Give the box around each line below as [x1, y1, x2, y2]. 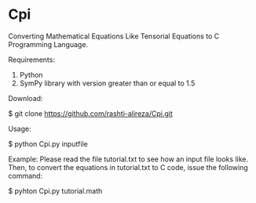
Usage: [8, 124, 31, 133]
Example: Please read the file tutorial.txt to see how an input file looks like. [8, 154, 249, 164]
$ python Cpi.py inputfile [8, 139, 88, 148]
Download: [8, 93, 43, 103]
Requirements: [8, 55, 55, 64]
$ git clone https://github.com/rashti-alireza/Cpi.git [8, 108, 173, 118]
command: [8, 171, 43, 180]
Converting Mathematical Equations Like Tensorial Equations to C [8, 31, 220, 41]
